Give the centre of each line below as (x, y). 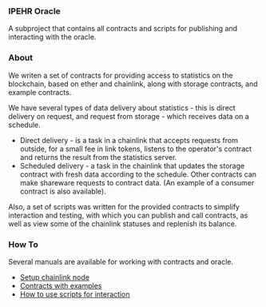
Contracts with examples (61, 285)
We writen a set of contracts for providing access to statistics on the (121, 75)
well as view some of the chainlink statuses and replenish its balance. (123, 223)
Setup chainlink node (55, 277)
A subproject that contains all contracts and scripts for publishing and (123, 29)
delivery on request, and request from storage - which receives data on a (129, 116)
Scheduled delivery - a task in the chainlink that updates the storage (132, 165)
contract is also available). (63, 191)
